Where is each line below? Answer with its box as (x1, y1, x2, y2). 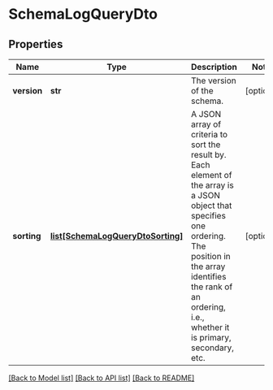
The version (190, 75, 237, 86)
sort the (190, 139, 221, 150)
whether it (190, 322, 230, 333)
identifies (190, 271, 227, 282)
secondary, (190, 342, 234, 353)
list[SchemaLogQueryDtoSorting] (50, 231, 184, 241)
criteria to (190, 129, 228, 140)
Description (190, 62, 237, 72)
